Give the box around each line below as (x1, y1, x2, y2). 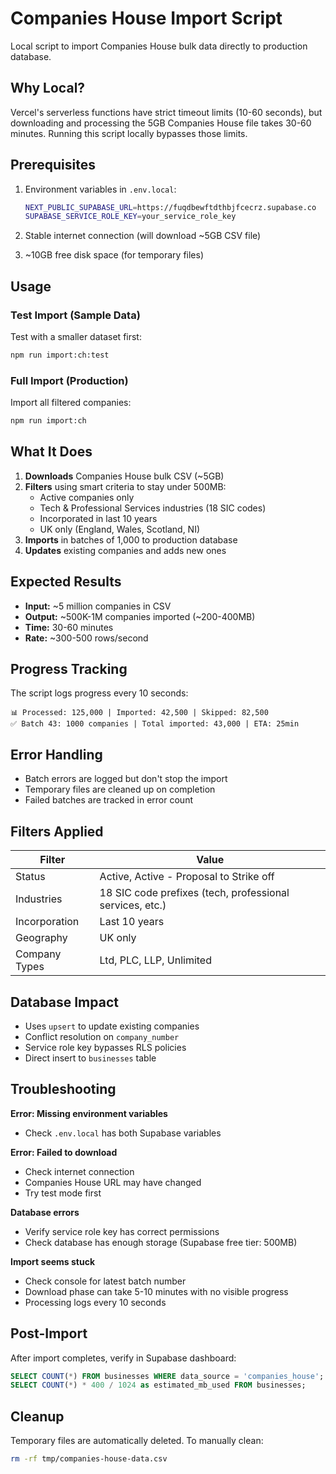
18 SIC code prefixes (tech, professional (99, 886, 290, 900)
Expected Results (10, 573, 122, 591)
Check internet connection (24, 1165, 135, 1177)
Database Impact (10, 993, 119, 1011)
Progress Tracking (10, 661, 128, 678)
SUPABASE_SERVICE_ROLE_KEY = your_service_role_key (24, 212, 237, 222)
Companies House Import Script (10, 7, 283, 30)
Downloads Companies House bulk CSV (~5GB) (24, 470, 225, 482)
